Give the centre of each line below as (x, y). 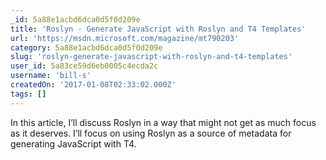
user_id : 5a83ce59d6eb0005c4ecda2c (84, 66)
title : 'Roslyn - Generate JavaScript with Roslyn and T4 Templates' (158, 29)
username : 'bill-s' (51, 76)
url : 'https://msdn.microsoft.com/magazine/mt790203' (125, 38)
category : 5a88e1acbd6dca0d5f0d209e (86, 47)
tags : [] (28, 94)
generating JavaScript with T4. (73, 143)
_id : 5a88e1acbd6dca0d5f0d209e (75, 19)
